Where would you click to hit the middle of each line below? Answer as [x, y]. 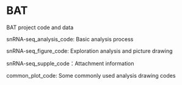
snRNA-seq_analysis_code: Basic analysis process [70, 39]
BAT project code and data [40, 27]
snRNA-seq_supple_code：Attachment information [70, 63]
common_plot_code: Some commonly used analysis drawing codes [91, 75]
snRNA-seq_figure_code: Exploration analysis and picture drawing [89, 51]
